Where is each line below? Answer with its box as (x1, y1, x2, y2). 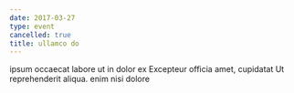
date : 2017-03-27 (9, 13, 76, 23)
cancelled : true (9, 30, 71, 39)
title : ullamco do (9, 38, 79, 48)
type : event (9, 22, 55, 31)
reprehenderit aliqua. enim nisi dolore (9, 74, 151, 85)
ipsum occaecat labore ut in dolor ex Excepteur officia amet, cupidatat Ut (9, 64, 285, 75)
